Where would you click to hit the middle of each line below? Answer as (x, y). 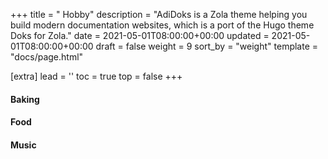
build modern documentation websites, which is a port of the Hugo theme (162, 25)
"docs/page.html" (47, 57)
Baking (25, 99)
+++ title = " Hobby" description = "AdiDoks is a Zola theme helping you (159, 14)
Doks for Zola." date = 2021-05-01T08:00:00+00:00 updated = (140, 35)
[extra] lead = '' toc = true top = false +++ (96, 76)
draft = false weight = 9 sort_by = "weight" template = (207, 46)
